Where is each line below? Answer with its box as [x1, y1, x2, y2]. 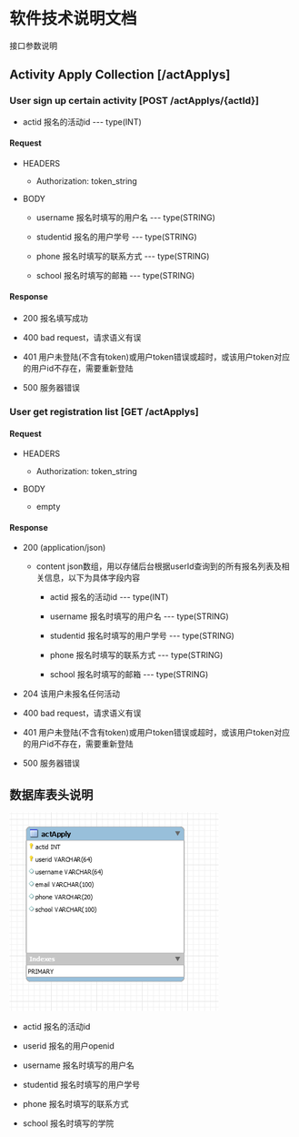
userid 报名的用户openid [22, 1041, 115, 1051]
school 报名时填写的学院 [22, 1118, 115, 1129]
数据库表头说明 [9, 787, 94, 802]
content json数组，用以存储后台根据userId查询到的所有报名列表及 [35, 561, 282, 572]
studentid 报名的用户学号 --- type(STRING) [35, 231, 197, 242]
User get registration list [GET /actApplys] [9, 405, 199, 418]
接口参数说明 [9, 40, 57, 51]
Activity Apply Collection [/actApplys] [9, 67, 231, 83]
